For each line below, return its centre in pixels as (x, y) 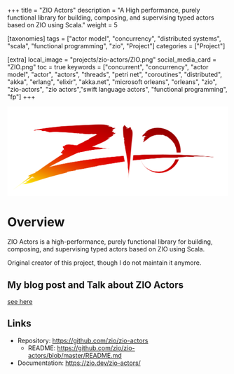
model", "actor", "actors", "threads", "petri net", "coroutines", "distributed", (115, 74)
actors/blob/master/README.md (75, 355)
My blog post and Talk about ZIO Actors (96, 285)
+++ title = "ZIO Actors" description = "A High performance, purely (104, 10)
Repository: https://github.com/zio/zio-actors (83, 340)
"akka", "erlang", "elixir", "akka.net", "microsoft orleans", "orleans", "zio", (112, 82)
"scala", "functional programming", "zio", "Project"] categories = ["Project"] (116, 46)
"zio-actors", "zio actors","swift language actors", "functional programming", (117, 89)
